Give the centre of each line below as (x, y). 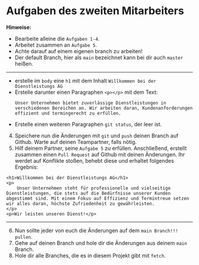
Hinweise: (19, 27)
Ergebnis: (26, 167)
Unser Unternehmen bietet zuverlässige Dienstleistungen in (90, 103)
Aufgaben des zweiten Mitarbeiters (95, 11)
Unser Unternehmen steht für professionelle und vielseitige (94, 188)
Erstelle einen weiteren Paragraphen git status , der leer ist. (88, 124)
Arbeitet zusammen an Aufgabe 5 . (56, 45)
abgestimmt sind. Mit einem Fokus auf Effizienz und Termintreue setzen (98, 198)
